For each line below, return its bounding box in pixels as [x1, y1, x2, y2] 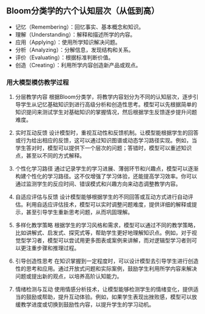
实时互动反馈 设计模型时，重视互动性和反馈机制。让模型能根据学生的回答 [15, 129, 199, 136]
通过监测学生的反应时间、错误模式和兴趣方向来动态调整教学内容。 [15, 180, 181, 188]
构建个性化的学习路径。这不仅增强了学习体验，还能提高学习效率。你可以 [15, 173, 197, 180]
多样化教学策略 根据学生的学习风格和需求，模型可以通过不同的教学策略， [15, 222, 199, 229]
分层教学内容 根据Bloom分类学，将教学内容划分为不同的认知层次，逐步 [15, 93, 193, 101]
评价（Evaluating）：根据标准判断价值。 [15, 54, 114, 61]
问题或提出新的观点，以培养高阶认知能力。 [15, 272, 123, 280]
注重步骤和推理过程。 [26, 244, 80, 252]
